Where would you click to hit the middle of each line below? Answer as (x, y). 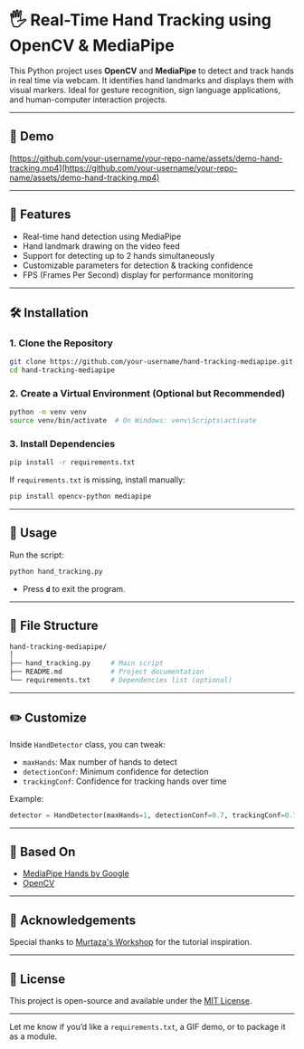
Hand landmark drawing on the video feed (101, 246)
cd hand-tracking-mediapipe (62, 370)
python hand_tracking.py (56, 571)
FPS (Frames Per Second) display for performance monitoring (138, 274)
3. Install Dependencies (62, 443)
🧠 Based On (43, 852)
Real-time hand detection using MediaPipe (102, 236)
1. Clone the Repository (61, 343)
